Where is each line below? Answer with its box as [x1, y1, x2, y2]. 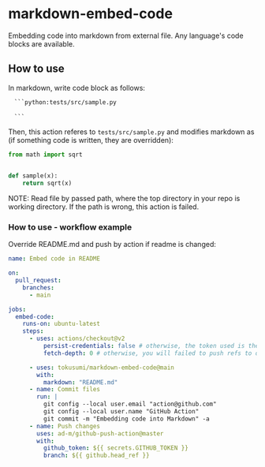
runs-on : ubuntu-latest [22, 320, 101, 328]
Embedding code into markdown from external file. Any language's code [8, 31, 244, 40]
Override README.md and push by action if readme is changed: [8, 240, 217, 249]
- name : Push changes [28, 422, 101, 430]
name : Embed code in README [8, 255, 101, 263]
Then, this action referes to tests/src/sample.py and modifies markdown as [8, 127, 255, 136]
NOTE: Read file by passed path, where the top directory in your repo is [8, 194, 241, 203]
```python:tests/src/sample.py [13, 98, 117, 106]
